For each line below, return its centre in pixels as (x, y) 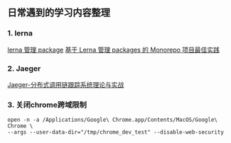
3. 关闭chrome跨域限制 (47, 105)
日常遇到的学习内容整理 (59, 13)
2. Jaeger (24, 68)
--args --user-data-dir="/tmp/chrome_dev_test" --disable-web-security (116, 132)
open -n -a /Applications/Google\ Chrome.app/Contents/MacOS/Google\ (113, 120)
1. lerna (20, 33)
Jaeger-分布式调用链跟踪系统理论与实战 (66, 84)
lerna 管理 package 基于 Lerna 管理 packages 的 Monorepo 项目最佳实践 (114, 50)
